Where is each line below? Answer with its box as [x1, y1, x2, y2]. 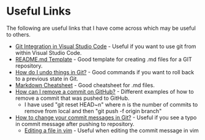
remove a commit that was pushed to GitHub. [15, 94, 130, 102]
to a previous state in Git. [15, 75, 78, 82]
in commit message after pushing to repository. [15, 120, 135, 127]
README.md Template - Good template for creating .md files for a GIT [15, 55, 192, 63]
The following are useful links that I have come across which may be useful [6, 24, 196, 32]
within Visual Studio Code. [15, 49, 82, 56]
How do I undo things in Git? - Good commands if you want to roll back [15, 68, 195, 75]
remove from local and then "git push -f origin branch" [24, 107, 162, 114]
